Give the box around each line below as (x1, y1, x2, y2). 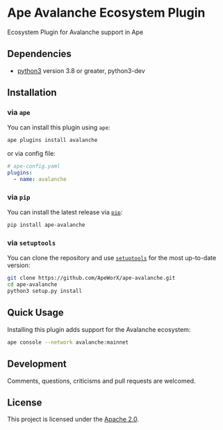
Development (7, 358, 67, 370)
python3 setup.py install (7, 287, 82, 295)
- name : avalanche (13, 176, 67, 183)
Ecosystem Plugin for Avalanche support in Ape (7, 28, 144, 36)
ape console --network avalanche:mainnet (7, 339, 129, 346)
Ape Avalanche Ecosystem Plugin (7, 5, 206, 21)
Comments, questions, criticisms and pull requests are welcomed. (7, 376, 196, 385)
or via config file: (7, 150, 56, 158)
